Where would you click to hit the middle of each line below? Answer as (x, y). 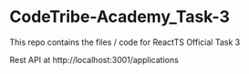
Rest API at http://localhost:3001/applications (94, 59)
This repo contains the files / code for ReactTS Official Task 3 (125, 42)
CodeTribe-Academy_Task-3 (120, 17)
